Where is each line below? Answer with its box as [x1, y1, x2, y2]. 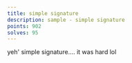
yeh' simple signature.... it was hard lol [7, 48, 117, 56]
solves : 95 [7, 29, 39, 36]
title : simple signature [7, 10, 79, 17]
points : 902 [7, 23, 41, 29]
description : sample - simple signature [7, 16, 126, 23]
